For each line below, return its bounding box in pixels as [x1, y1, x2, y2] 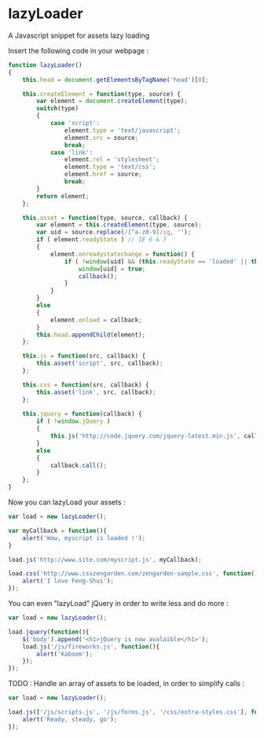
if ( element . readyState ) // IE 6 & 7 [36, 236, 167, 244]
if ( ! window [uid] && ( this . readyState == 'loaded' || [64, 257, 247, 266]
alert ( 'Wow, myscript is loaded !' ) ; [22, 534, 146, 542]
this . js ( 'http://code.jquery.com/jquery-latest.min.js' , [49, 432, 241, 440]
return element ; [36, 192, 90, 200]
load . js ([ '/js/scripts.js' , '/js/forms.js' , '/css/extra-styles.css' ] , [8, 708, 247, 716]
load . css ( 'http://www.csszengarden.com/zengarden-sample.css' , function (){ [8, 570, 262, 578]
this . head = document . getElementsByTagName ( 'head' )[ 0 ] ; [22, 75, 210, 83]
